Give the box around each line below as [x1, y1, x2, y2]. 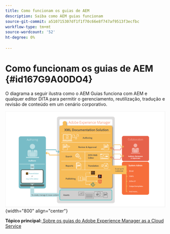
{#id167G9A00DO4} [5, 74, 93, 85]
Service [5, 223, 22, 229]
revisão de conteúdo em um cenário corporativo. [5, 101, 108, 107]
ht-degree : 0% [5, 35, 36, 40]
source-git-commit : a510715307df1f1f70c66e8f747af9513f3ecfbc [5, 19, 140, 24]
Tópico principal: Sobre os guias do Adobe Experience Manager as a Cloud [5, 217, 164, 223]
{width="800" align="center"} [5, 208, 68, 214]
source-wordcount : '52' [5, 29, 56, 35]
